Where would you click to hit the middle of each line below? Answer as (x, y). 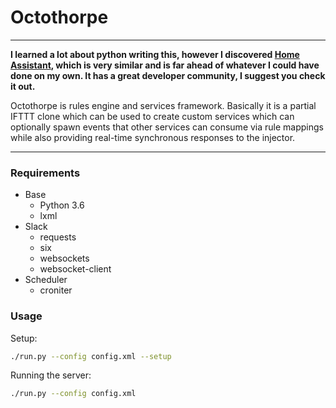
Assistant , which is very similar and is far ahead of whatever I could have (165, 65)
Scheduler (46, 280)
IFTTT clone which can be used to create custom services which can (152, 116)
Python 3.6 (62, 205)
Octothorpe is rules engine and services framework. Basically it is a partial (163, 105)
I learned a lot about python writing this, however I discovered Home (155, 54)
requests (58, 237)
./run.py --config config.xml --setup (91, 356)
